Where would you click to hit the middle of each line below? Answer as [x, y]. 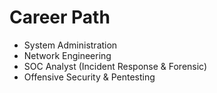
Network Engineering [67, 55]
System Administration [70, 45]
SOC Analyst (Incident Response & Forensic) [115, 66]
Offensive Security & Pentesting [89, 77]
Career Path [60, 17]
